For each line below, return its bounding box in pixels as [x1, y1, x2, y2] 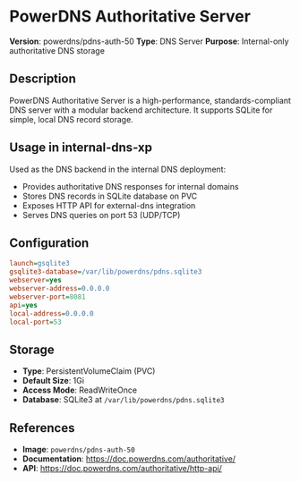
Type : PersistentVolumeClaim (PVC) [21, 366, 156, 376]
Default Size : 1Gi [21, 376, 85, 386]
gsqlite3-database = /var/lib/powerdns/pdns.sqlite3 [9, 267, 202, 276]
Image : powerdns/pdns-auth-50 [21, 444, 136, 454]
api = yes [9, 300, 39, 309]
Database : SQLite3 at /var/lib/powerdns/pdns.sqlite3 [21, 394, 225, 405]
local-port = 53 [9, 317, 63, 326]
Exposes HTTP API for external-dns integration [21, 199, 196, 211]
